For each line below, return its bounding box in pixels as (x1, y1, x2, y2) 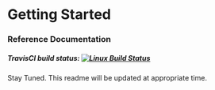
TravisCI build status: (7, 53, 80, 62)
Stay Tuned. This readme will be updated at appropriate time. (7, 73, 208, 83)
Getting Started (7, 6, 112, 24)
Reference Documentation (7, 34, 112, 45)
